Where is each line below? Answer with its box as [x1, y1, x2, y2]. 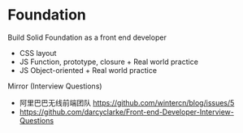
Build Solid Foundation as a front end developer [7, 32, 167, 42]
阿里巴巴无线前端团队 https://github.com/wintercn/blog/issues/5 [19, 97, 235, 107]
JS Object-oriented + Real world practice [19, 65, 158, 75]
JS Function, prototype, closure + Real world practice [19, 57, 198, 66]
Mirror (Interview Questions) [7, 81, 102, 91]
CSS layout [19, 48, 57, 58]
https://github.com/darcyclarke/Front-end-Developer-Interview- [19, 107, 235, 117]
